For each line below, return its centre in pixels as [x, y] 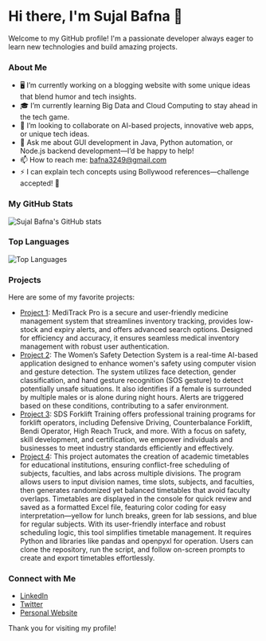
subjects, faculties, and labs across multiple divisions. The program [130, 474]
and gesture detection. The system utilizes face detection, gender [128, 372]
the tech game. [45, 117]
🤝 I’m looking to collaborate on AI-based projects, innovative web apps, [137, 126]
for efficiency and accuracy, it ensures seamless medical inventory [129, 338]
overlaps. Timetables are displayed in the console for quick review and [136, 499]
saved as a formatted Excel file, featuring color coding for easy [123, 507]
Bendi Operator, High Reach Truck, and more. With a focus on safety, [133, 431]
